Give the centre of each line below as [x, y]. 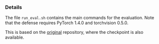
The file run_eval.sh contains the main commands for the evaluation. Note [80, 18]
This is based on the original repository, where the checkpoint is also [74, 32]
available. [15, 37]
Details [14, 7]
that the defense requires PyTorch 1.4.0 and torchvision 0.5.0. [67, 23]
